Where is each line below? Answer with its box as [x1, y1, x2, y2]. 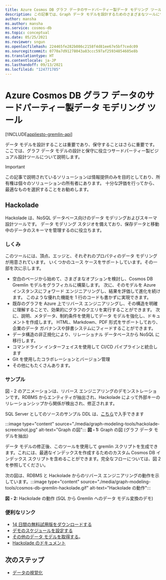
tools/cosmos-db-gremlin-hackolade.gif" [5, 485, 89, 491]
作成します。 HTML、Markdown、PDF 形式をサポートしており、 [29, 319, 161, 325]
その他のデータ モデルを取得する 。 [12, 533, 83, 539]
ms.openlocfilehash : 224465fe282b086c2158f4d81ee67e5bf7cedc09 [5, 44, 138, 49]
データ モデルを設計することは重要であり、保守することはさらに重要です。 [5, 142, 157, 147]
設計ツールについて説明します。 [18, 154, 83, 160]
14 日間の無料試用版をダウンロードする [12, 521, 92, 527]
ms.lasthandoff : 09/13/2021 [5, 62, 63, 67]
